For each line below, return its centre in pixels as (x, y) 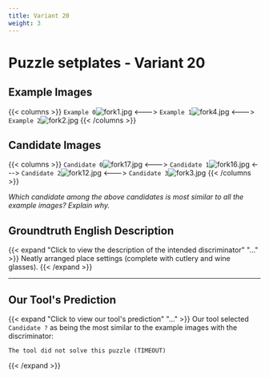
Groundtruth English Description (91, 230)
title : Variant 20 (39, 16)
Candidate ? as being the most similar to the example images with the (123, 327)
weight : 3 (25, 23)
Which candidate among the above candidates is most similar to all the (126, 197)
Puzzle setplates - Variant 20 (107, 63)
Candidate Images (55, 145)
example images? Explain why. (59, 206)
